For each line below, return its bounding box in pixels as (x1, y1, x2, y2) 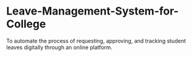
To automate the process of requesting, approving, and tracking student (6, 37, 186, 44)
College (6, 17, 47, 31)
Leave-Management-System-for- (6, 4, 179, 18)
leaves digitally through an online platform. (6, 44, 113, 51)
